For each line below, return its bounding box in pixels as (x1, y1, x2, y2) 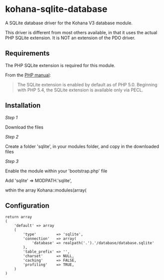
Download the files (5, 124, 44, 130)
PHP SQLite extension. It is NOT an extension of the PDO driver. (5, 35, 136, 41)
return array (5, 214, 32, 219)
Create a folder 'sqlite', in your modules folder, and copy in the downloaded (5, 143, 159, 149)
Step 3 (5, 158, 19, 164)
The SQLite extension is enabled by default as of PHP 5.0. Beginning (17, 81, 158, 87)
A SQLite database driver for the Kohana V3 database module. (5, 20, 133, 26)
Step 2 (5, 134, 19, 140)
